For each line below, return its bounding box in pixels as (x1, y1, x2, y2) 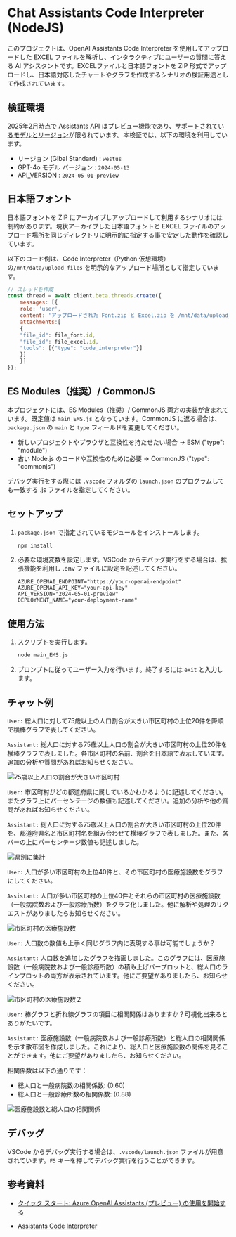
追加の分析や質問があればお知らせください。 (7, 758, 137, 766)
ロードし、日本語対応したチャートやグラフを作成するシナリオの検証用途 (7, 70, 216, 79)
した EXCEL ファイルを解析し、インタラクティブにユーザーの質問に (19, 53, 214, 61)
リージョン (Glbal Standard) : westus (17, 154, 122, 162)
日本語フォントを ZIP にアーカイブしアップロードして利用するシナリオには (7, 213, 223, 221)
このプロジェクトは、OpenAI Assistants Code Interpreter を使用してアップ (7, 44, 223, 52)
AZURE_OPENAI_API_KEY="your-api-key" (17, 585, 129, 592)
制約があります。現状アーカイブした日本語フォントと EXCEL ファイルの (7, 221, 214, 230)
